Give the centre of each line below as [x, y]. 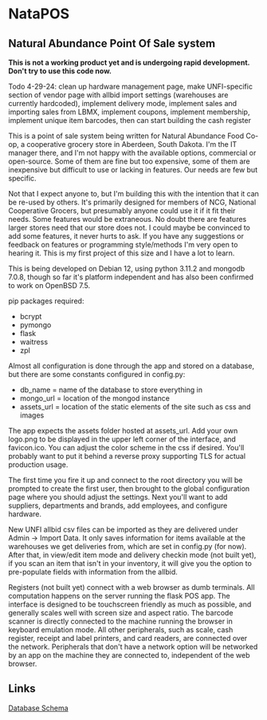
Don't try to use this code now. [60, 71]
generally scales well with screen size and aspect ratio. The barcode [121, 613]
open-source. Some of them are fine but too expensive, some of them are [129, 161]
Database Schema [39, 708]
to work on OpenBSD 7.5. [49, 285]
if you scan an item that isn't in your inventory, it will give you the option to [130, 563]
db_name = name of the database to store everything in [111, 390]
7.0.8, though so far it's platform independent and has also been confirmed [131, 277]
